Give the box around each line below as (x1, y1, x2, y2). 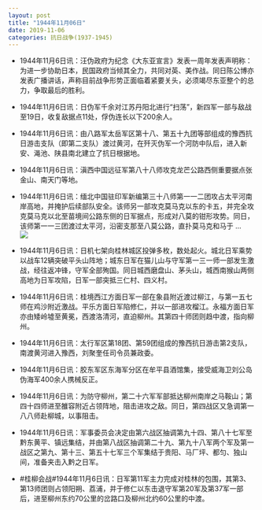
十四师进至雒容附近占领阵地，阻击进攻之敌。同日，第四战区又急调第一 (26, 401, 254, 411)
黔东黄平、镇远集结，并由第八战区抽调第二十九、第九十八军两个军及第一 (19, 438, 254, 447)
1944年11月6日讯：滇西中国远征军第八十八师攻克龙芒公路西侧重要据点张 (19, 165, 253, 175)
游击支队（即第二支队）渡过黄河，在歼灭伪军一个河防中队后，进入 (26, 139, 241, 148)
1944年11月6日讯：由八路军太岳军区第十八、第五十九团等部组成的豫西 (19, 129, 246, 139)
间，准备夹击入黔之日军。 (19, 457, 103, 467)
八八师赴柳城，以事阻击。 (19, 411, 103, 421)
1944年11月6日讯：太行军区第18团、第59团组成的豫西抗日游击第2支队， (19, 338, 252, 348)
